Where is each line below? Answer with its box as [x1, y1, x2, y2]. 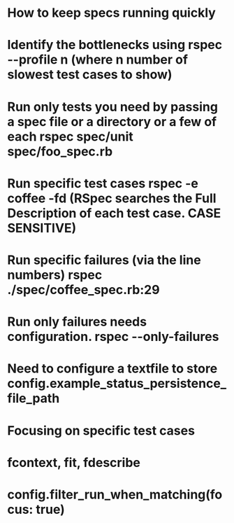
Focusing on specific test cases [7, 422, 196, 438]
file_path [7, 391, 60, 407]
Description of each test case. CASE [7, 205, 221, 221]
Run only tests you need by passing [7, 99, 219, 115]
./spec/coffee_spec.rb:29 [7, 281, 160, 298]
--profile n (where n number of [7, 52, 189, 68]
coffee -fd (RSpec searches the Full [7, 190, 217, 206]
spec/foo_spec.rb [7, 144, 113, 159]
